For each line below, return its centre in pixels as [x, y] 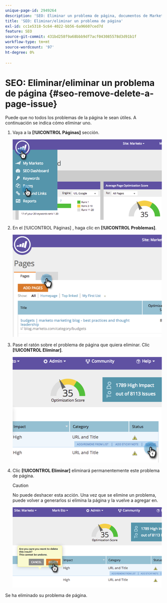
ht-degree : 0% [20, 52]
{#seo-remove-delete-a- [101, 93]
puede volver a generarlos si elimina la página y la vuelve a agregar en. [85, 500]
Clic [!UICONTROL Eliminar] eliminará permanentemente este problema [86, 471]
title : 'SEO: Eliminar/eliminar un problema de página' [64, 21]
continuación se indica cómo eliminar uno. [48, 123]
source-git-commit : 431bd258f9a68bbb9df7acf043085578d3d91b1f [71, 37]
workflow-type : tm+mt [28, 42]
